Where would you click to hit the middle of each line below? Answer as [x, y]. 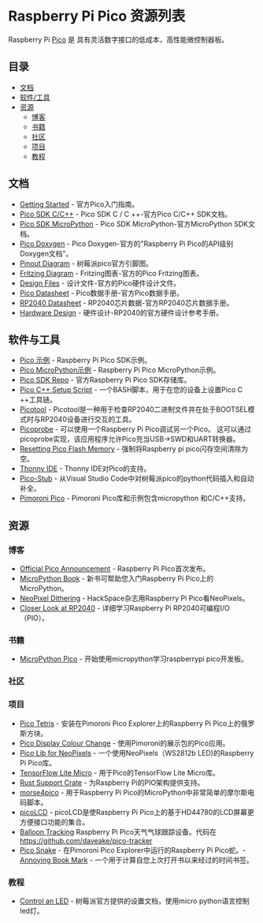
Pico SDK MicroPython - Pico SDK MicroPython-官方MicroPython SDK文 [137, 224]
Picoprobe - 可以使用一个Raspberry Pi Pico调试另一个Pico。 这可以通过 [135, 429]
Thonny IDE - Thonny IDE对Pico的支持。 [85, 469]
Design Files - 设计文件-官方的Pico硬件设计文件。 [100, 283]
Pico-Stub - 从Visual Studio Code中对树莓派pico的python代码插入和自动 [137, 479]
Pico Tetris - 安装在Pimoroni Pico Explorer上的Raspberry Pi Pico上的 [130, 723]
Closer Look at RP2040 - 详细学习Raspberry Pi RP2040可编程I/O [125, 608]
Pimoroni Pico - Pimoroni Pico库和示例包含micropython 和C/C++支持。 [135, 499]
